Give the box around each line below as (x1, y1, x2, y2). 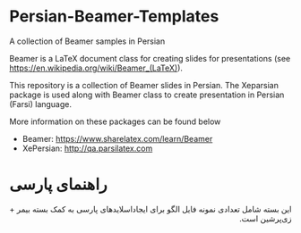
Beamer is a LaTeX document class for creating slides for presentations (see (9, 53, 291, 63)
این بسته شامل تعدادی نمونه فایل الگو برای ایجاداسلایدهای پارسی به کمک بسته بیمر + (8, 204, 292, 214)
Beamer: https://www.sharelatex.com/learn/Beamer (21, 133, 213, 144)
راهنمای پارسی (9, 174, 107, 195)
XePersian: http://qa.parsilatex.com (21, 143, 153, 154)
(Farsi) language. (9, 98, 73, 109)
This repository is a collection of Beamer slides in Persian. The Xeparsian (9, 79, 279, 90)
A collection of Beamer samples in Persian (9, 36, 166, 46)
